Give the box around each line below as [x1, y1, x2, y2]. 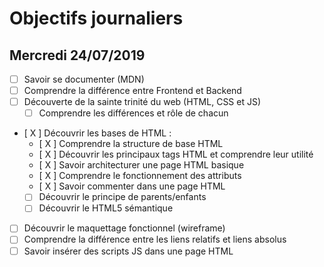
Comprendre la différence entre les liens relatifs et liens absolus [23, 233, 287, 246]
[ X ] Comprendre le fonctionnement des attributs [38, 170, 242, 182]
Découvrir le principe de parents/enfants [38, 191, 207, 203]
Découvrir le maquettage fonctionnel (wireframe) [23, 222, 226, 234]
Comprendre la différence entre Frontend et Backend [23, 85, 242, 97]
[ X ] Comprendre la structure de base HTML [38, 138, 224, 150]
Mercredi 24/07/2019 [9, 47, 146, 64]
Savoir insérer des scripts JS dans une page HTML [23, 245, 234, 257]
